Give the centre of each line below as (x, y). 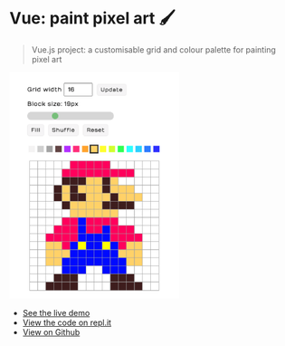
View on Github (51, 332)
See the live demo (56, 312)
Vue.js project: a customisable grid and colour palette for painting (153, 49)
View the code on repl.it (66, 322)
